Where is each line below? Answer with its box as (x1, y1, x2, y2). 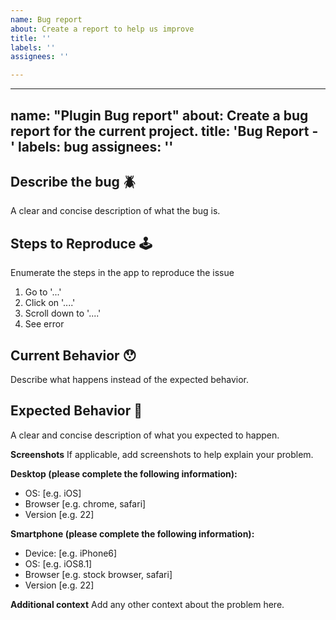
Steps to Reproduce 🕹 (10, 235, 153, 252)
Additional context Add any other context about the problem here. (10, 598, 285, 610)
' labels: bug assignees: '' (10, 138, 174, 155)
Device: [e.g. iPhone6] (24, 547, 118, 559)
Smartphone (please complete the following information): (10, 527, 255, 540)
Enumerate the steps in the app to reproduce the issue (10, 267, 235, 279)
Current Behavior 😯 (10, 347, 137, 364)
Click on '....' (24, 297, 76, 309)
